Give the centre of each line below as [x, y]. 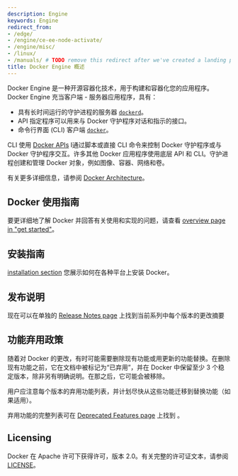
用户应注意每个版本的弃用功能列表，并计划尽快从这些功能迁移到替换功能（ [116, 391]
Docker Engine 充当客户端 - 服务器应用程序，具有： [83, 97]
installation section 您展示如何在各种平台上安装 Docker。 [90, 272]
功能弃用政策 [35, 340]
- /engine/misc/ [31, 47]
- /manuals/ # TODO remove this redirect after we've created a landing [117, 60]
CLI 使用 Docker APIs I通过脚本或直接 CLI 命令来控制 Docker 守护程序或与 [114, 145]
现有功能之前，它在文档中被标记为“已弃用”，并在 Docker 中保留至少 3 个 [113, 367]
